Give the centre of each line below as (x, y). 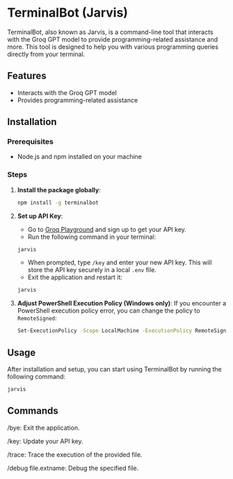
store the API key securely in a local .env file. (92, 270)
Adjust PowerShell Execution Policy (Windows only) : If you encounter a (122, 303)
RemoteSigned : (37, 318)
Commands (33, 411)
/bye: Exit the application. (43, 428)
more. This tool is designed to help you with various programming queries (113, 47)
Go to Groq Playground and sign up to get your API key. (107, 229)
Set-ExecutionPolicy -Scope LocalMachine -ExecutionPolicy (105, 331)
